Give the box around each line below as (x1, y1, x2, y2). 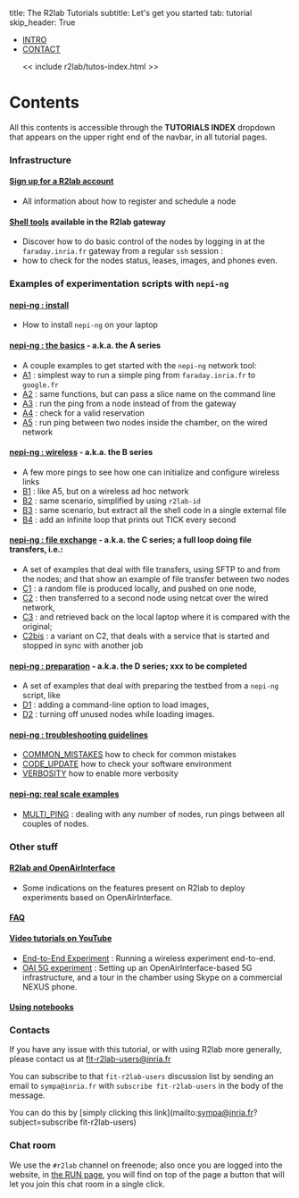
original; (21, 621, 53, 631)
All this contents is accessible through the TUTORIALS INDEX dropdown (9, 122, 276, 132)
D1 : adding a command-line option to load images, (21, 699, 210, 710)
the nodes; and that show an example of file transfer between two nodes (21, 574, 290, 584)
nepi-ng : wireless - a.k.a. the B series (9, 447, 154, 458)
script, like (21, 690, 61, 701)
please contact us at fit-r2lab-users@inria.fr (9, 1054, 171, 1065)
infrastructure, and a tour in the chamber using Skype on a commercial (21, 972, 283, 983)
